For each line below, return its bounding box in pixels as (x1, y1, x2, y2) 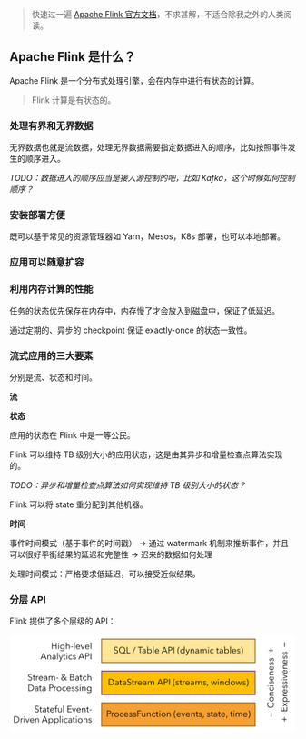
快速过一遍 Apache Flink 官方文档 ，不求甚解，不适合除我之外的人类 (31, 9, 284, 19)
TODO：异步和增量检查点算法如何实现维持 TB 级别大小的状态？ (9, 479, 247, 490)
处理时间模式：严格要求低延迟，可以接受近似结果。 (9, 568, 201, 579)
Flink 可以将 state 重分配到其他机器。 (9, 499, 148, 510)
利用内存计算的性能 (9, 283, 94, 295)
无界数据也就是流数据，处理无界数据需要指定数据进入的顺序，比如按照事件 (9, 142, 288, 153)
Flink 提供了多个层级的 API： (9, 615, 116, 626)
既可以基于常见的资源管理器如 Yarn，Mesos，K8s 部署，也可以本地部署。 (9, 231, 286, 242)
